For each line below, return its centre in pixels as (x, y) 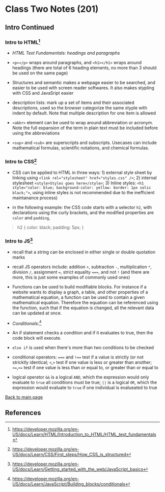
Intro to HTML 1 (23, 42)
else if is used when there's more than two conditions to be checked (83, 348)
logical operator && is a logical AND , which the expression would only (81, 377)
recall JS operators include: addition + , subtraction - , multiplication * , (82, 267)
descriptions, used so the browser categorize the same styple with (80, 108)
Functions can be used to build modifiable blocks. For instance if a (79, 286)
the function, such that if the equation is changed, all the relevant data (83, 308)
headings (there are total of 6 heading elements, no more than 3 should (84, 68)
